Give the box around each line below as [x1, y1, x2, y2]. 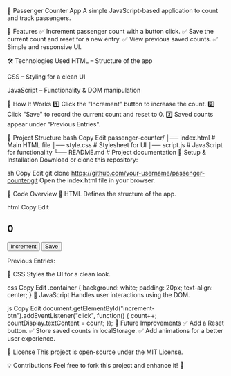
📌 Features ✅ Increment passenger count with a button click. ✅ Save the [7, 28, 214, 35]
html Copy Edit [7, 203, 50, 211]
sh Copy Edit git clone [7, 169, 70, 177]
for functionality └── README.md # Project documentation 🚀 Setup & [7, 149, 206, 156]
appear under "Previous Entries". [7, 120, 101, 128]
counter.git [7, 176, 38, 185]
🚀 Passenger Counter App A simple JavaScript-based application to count [7, 7, 219, 15]
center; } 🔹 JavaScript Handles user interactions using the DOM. [7, 290, 190, 299]
